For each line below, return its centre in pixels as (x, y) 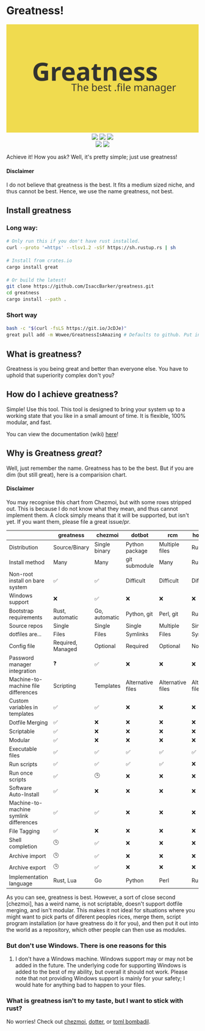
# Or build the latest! (37, 280)
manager (20, 664)
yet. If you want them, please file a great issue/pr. (69, 521)
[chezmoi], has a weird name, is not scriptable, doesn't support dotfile (95, 904)
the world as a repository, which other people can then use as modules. (96, 929)
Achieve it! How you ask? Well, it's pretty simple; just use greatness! (92, 157)
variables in (23, 707)
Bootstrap (21, 611)
